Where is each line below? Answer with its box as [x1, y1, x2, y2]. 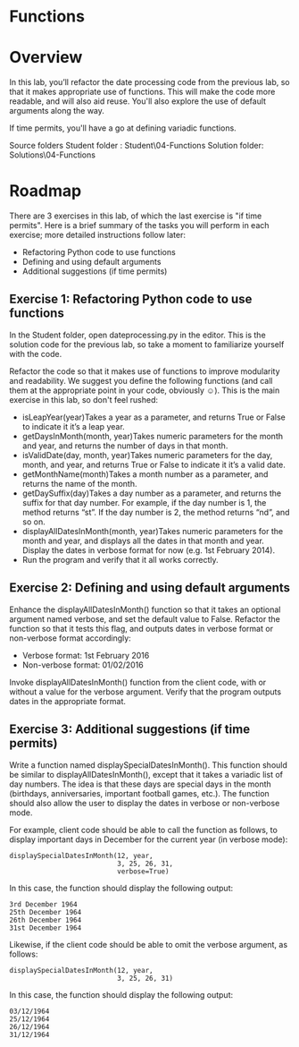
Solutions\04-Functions [9, 149, 96, 160]
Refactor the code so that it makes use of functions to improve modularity [9, 365, 280, 377]
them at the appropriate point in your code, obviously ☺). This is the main [9, 385, 280, 396]
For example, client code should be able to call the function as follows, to [9, 824, 278, 835]
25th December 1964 [9, 907, 82, 916]
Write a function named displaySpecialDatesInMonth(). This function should [9, 759, 288, 770]
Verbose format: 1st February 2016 [21, 650, 150, 660]
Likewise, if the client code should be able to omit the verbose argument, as [9, 939, 288, 949]
